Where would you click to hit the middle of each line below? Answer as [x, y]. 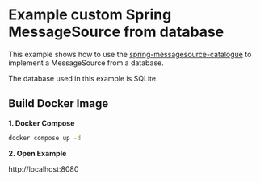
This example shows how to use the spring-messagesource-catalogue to [130, 54]
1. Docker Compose [42, 123]
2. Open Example [38, 153]
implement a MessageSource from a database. [86, 63]
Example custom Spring [90, 15]
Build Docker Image [59, 103]
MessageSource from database [116, 32]
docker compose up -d [45, 138]
